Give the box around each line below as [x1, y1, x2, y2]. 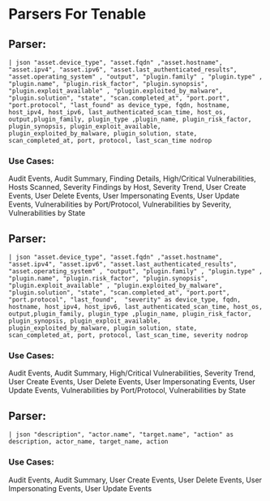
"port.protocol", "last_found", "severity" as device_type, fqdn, [8, 296, 242, 304]
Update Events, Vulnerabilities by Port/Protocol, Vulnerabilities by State [8, 386, 246, 396]
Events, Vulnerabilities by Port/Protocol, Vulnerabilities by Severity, [8, 199, 232, 209]
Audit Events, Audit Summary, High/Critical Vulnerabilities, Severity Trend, [8, 368, 256, 378]
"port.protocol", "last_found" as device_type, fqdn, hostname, [8, 101, 230, 109]
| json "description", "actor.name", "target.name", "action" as [8, 430, 234, 439]
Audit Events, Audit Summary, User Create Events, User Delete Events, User [8, 475, 262, 485]
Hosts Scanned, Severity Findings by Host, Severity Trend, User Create [8, 182, 246, 192]
